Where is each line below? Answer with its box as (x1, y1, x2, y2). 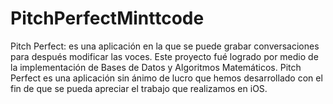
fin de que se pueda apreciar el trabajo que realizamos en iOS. (10, 82, 268, 94)
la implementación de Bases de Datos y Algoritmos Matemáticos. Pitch (10, 61, 302, 73)
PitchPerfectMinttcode (10, 7, 205, 30)
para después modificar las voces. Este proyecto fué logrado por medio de (10, 50, 319, 62)
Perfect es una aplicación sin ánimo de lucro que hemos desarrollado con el (10, 72, 323, 84)
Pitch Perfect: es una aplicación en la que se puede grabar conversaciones (10, 40, 320, 52)
